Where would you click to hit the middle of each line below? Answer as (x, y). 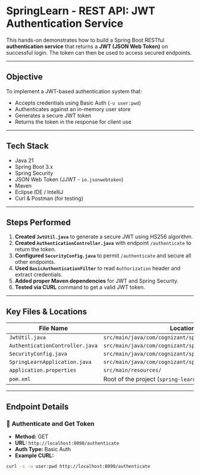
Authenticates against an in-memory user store (73, 109)
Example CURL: (34, 455)
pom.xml (20, 379)
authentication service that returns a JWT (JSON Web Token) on (87, 46)
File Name (53, 328)
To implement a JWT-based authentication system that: (74, 91)
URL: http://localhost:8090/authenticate (67, 443)
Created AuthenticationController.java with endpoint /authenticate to (103, 243)
